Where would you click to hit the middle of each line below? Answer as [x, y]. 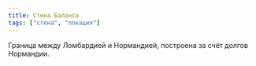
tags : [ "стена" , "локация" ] [54, 23]
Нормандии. [29, 53]
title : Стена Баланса [44, 15]
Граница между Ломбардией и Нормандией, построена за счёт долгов [128, 45]
